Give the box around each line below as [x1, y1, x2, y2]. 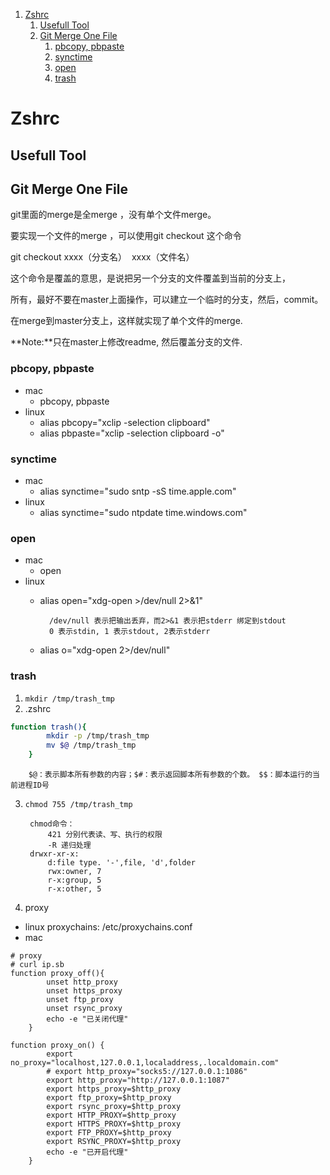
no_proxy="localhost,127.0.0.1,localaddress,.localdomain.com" [10, 1058, 280, 1068]
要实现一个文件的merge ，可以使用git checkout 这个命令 [10, 230, 242, 242]
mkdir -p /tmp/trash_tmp [46, 731, 150, 741]
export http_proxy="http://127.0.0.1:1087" [46, 1075, 230, 1086]
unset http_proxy [46, 977, 118, 988]
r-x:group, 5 [47, 875, 102, 886]
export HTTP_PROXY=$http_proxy [46, 1110, 177, 1121]
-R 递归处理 [47, 840, 92, 851]
